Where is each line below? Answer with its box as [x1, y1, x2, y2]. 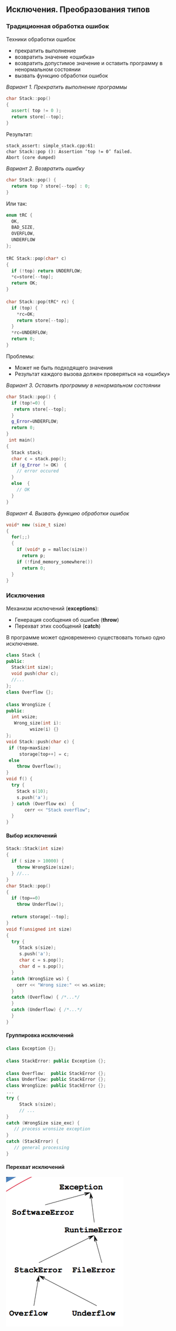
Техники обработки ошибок [6, 35, 76, 43]
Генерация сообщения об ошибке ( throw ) [14, 616, 119, 623]
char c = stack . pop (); [11, 456, 67, 461]
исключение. [6, 640, 39, 647]
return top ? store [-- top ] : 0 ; [11, 183, 91, 189]
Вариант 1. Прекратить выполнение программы [6, 83, 127, 90]
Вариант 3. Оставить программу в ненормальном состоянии [6, 382, 161, 389]
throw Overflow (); [16, 763, 62, 770]
